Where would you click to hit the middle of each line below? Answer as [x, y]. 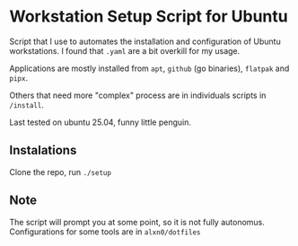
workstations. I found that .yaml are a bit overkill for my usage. [125, 50]
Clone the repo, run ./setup [61, 171]
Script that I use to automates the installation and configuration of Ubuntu [145, 41]
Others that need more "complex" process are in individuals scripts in [138, 95]
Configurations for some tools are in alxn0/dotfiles [105, 232]
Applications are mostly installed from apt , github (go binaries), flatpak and [149, 68]
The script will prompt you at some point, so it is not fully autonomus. [137, 222]
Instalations [43, 150]
